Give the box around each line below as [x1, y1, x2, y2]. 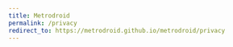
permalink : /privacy [8, 19, 78, 27]
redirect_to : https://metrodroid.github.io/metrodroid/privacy [8, 26, 226, 34]
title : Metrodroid [8, 11, 70, 20]
